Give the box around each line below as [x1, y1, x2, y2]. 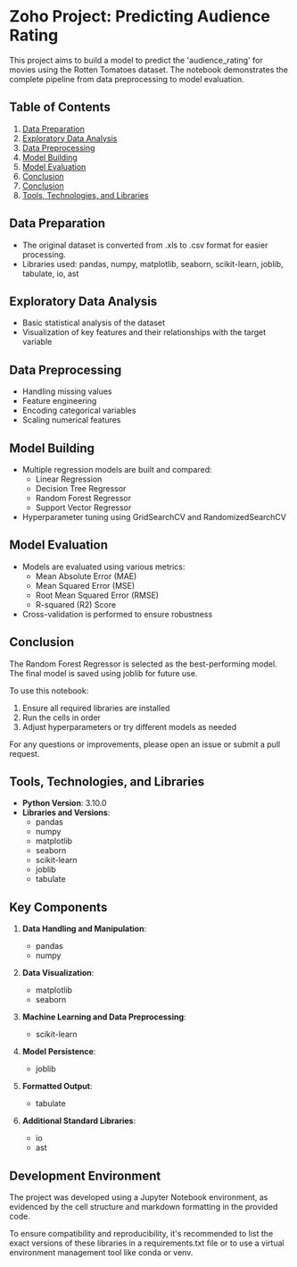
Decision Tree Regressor [35, 483, 127, 493]
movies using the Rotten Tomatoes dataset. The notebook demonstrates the [9, 64, 288, 75]
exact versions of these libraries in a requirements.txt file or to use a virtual [9, 1238, 285, 1248]
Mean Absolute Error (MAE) [35, 570, 137, 582]
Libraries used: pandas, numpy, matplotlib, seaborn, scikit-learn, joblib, [21, 258, 284, 269]
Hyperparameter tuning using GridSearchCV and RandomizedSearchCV [21, 512, 287, 522]
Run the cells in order [21, 712, 101, 723]
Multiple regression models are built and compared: [21, 465, 212, 474]
